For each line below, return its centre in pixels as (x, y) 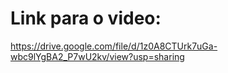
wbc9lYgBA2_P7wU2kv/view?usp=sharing (97, 56)
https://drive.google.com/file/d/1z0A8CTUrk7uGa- (114, 46)
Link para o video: (86, 18)
